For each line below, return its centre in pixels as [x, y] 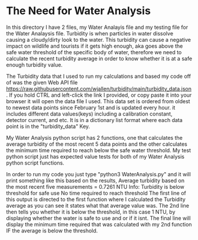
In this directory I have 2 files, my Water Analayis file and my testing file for [97, 27]
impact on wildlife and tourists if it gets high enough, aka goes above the [95, 46]
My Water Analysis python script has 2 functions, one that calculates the [95, 137]
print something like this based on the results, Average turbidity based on [95, 180]
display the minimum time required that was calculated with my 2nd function [99, 224]
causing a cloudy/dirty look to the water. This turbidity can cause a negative [98, 40]
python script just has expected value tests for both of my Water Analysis [95, 156]
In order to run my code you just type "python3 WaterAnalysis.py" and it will [98, 174]
